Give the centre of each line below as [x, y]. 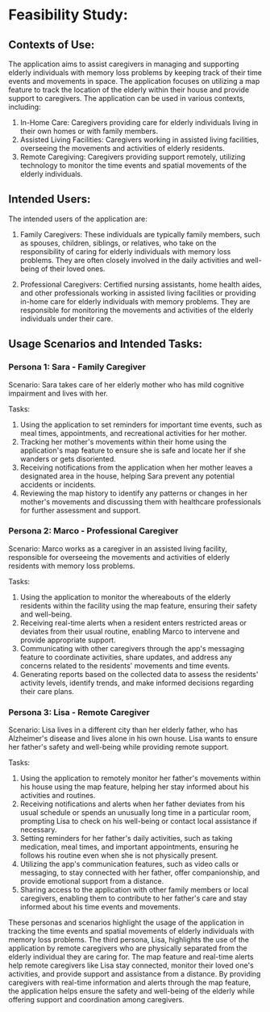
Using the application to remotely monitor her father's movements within [140, 778]
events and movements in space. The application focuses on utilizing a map [134, 81]
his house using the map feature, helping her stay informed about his [135, 787]
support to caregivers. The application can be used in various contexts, [127, 98]
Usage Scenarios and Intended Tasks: [106, 344]
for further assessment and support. [80, 510]
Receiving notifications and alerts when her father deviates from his [133, 804]
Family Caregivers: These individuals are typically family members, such [140, 234]
